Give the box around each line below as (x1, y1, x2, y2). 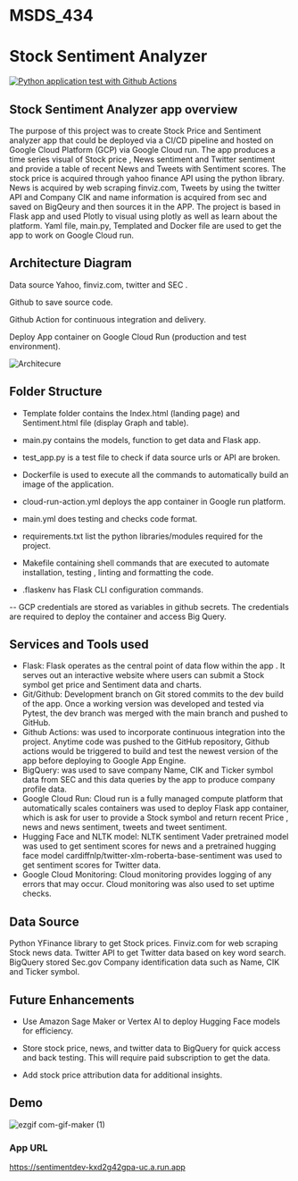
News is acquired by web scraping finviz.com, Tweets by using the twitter (9, 182, 281, 193)
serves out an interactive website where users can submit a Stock (21, 670, 265, 681)
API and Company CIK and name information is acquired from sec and (9, 191, 268, 202)
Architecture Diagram (9, 255, 132, 271)
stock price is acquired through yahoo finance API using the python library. (9, 172, 286, 183)
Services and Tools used (9, 636, 149, 652)
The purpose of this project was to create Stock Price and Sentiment (9, 125, 261, 136)
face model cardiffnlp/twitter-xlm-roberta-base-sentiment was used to (21, 850, 283, 861)
